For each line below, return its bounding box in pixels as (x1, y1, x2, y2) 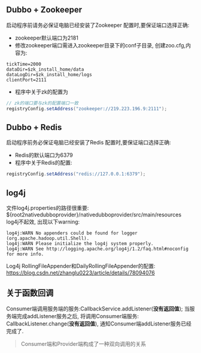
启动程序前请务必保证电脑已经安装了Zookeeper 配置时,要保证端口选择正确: (6, 21, 190, 29)
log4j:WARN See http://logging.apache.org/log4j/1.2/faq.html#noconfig (6, 246, 188, 252)
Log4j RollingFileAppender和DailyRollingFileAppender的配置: (6, 263, 156, 270)
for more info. (6, 251, 44, 257)
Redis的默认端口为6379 (14, 152, 73, 159)
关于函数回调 (6, 288, 54, 298)
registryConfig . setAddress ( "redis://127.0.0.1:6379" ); (6, 171, 146, 177)
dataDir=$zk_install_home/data (6, 66, 84, 73)
